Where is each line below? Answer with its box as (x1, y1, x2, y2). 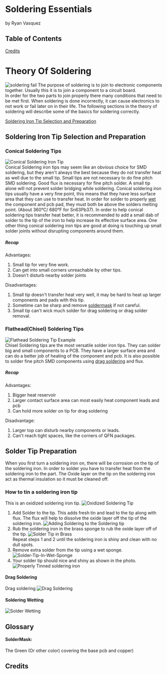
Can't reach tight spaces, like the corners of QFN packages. (12, 432, 136, 438)
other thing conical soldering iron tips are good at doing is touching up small (5, 222, 162, 228)
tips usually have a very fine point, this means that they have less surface (5, 191, 156, 197)
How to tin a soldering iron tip (5, 488, 78, 495)
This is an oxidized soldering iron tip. (5, 500, 81, 506)
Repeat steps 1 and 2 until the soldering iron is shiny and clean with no (12, 536, 157, 542)
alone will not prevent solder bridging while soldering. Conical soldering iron (5, 185, 162, 191)
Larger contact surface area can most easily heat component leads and (12, 397, 160, 403)
